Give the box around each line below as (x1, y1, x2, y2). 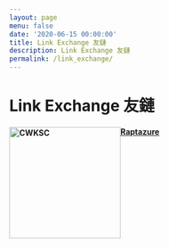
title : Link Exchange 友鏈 (9, 37, 107, 47)
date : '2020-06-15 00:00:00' (9, 29, 117, 38)
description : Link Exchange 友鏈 (9, 46, 131, 55)
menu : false (9, 21, 53, 30)
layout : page (9, 12, 58, 22)
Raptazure (120, 126, 160, 136)
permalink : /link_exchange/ (9, 54, 114, 63)
